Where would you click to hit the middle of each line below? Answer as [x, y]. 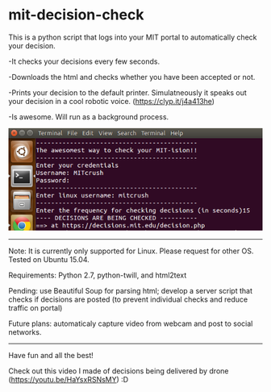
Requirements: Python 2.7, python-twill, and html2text [98, 275]
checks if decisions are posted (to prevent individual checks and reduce [128, 299]
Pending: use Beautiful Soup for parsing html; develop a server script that [130, 290]
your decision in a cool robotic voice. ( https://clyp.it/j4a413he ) [112, 101]
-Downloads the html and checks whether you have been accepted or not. [132, 77]
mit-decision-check [76, 15]
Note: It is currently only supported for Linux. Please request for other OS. [131, 251]
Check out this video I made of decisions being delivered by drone [119, 371]
